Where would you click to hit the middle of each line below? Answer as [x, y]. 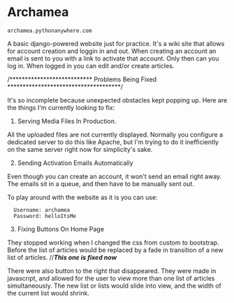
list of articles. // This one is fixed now [62, 257]
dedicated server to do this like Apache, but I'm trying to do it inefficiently [113, 142]
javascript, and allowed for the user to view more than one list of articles [111, 278]
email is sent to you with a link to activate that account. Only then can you [113, 58]
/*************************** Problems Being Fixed [82, 79]
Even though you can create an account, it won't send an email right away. [115, 176]
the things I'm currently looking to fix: [61, 107]
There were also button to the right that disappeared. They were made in [112, 271]
